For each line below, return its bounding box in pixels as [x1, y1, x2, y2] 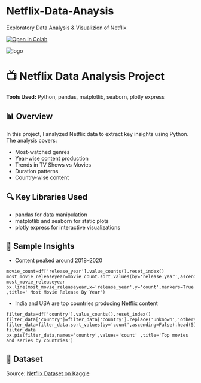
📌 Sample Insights [6, 241, 75, 251]
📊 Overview [6, 111, 53, 122]
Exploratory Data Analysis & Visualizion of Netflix [6, 24, 127, 31]
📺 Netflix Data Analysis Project [6, 70, 165, 83]
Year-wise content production [14, 155, 89, 162]
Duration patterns [14, 167, 59, 174]
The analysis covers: [6, 137, 57, 144]
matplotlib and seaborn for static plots [14, 217, 109, 224]
